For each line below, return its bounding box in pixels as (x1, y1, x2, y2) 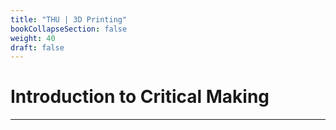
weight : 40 (10, 33, 56, 43)
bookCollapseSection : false (10, 24, 128, 34)
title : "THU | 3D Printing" (10, 14, 128, 25)
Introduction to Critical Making (10, 86, 270, 108)
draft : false (10, 42, 65, 53)
